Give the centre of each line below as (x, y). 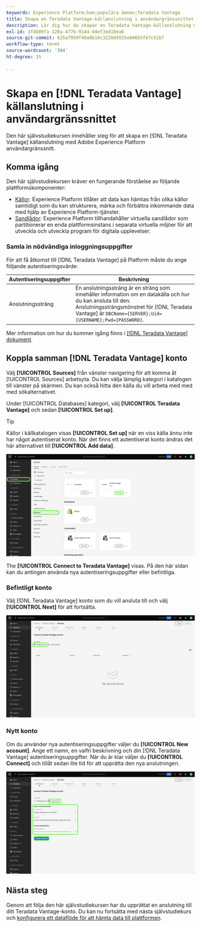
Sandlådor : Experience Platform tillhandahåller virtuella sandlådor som (101, 218)
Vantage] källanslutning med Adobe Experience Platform (76, 142)
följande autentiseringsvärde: (42, 266)
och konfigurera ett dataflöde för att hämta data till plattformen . (84, 917)
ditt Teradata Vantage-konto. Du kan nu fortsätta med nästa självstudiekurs (99, 911)
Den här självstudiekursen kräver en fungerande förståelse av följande (93, 181)
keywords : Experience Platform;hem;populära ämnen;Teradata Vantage (93, 13)
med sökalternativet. (31, 391)
